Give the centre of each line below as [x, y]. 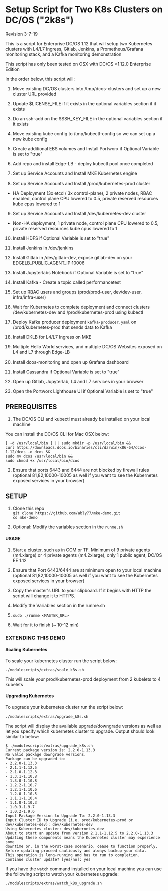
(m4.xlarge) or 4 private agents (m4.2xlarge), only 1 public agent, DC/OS [87, 555]
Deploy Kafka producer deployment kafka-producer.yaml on [75, 322]
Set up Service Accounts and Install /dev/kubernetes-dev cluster [79, 213]
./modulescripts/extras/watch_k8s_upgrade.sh [54, 883]
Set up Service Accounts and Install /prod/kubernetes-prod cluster [82, 183]
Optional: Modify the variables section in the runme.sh [68, 527]
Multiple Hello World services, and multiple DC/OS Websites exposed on [87, 346]
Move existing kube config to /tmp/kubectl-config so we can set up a [84, 133]
